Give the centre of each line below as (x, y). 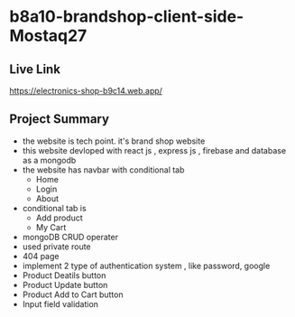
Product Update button (65, 284)
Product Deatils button (64, 275)
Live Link (35, 69)
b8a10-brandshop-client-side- (127, 17)
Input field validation (60, 303)
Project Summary (60, 119)
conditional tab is (55, 208)
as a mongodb (49, 160)
